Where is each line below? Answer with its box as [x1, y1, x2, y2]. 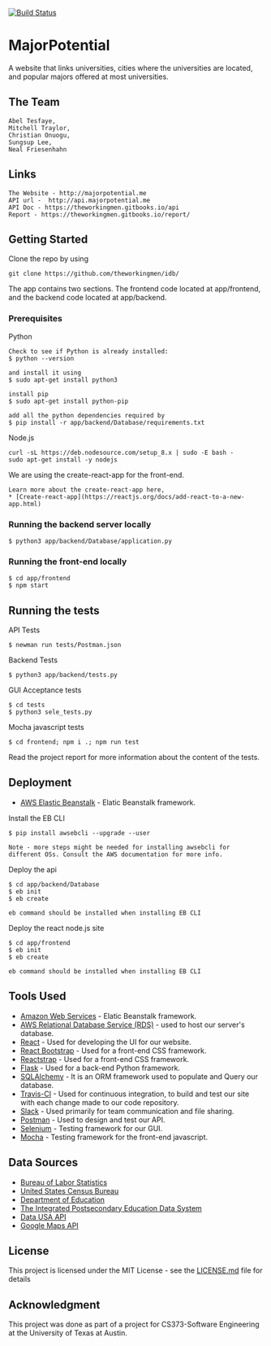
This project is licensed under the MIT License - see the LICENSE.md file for [8, 1265, 263, 1275]
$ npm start [8, 582, 49, 590]
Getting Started [8, 232, 88, 246]
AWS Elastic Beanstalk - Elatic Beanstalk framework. [19, 798, 196, 807]
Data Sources [8, 1156, 79, 1169]
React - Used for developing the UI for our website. [19, 1037, 191, 1047]
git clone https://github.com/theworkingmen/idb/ [8, 269, 180, 278]
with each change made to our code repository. [19, 1097, 179, 1107]
